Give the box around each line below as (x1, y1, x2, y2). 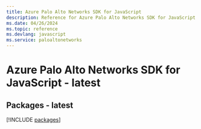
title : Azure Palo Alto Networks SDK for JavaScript (6, 8, 142, 15)
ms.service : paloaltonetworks (6, 37, 83, 43)
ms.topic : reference (6, 25, 59, 32)
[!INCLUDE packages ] (6, 116, 61, 123)
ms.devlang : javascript (6, 31, 66, 38)
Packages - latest (6, 100, 74, 110)
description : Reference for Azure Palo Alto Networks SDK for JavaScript (6, 15, 196, 21)
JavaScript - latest (6, 76, 101, 90)
